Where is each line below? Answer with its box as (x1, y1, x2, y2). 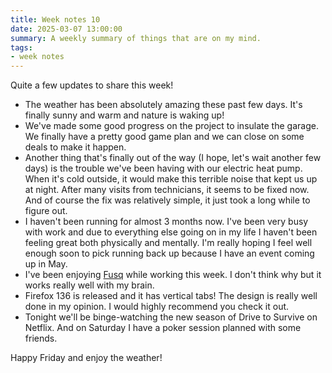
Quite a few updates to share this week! (10, 79, 174, 91)
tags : (10, 42, 33, 53)
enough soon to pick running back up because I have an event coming (24, 247, 315, 260)
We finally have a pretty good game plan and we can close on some (24, 131, 305, 143)
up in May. (24, 258, 68, 270)
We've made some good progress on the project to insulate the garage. (24, 120, 319, 132)
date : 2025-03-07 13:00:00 (10, 24, 123, 34)
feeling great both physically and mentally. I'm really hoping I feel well (24, 237, 313, 249)
